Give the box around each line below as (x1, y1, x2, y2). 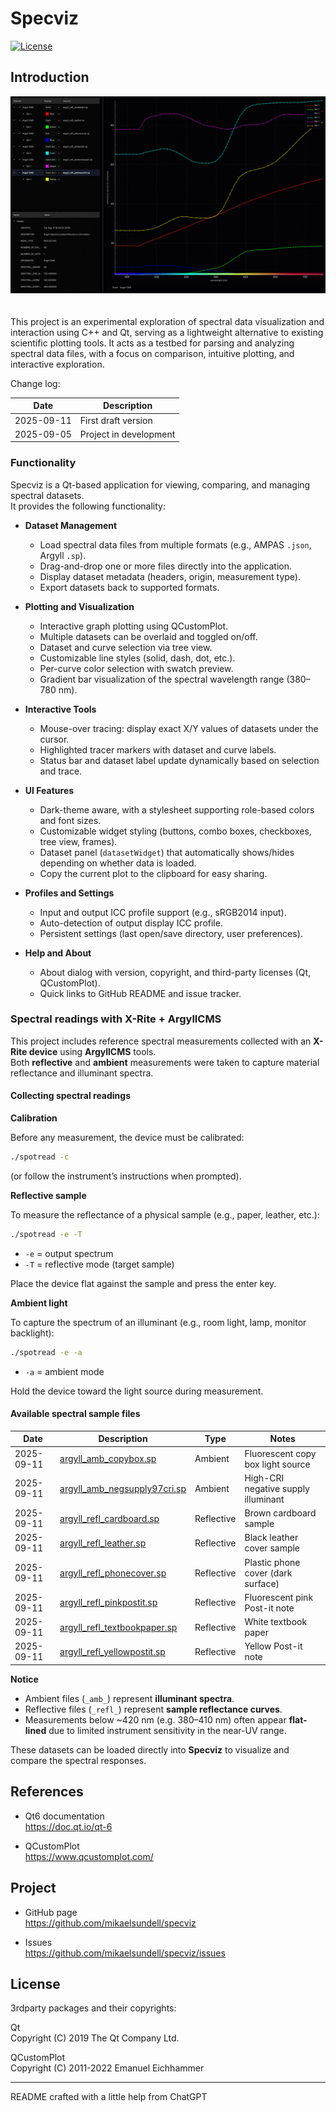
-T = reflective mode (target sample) (24, 1258, 175, 1270)
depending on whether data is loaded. (39, 857, 197, 869)
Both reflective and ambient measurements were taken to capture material (10, 1056, 320, 1068)
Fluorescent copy (244, 1447, 317, 1459)
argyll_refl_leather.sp (59, 1537, 147, 1549)
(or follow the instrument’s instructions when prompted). (10, 1170, 242, 1182)
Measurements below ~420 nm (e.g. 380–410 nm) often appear (24, 1713, 287, 1726)
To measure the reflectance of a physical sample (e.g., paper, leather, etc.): (10, 1208, 320, 1221)
